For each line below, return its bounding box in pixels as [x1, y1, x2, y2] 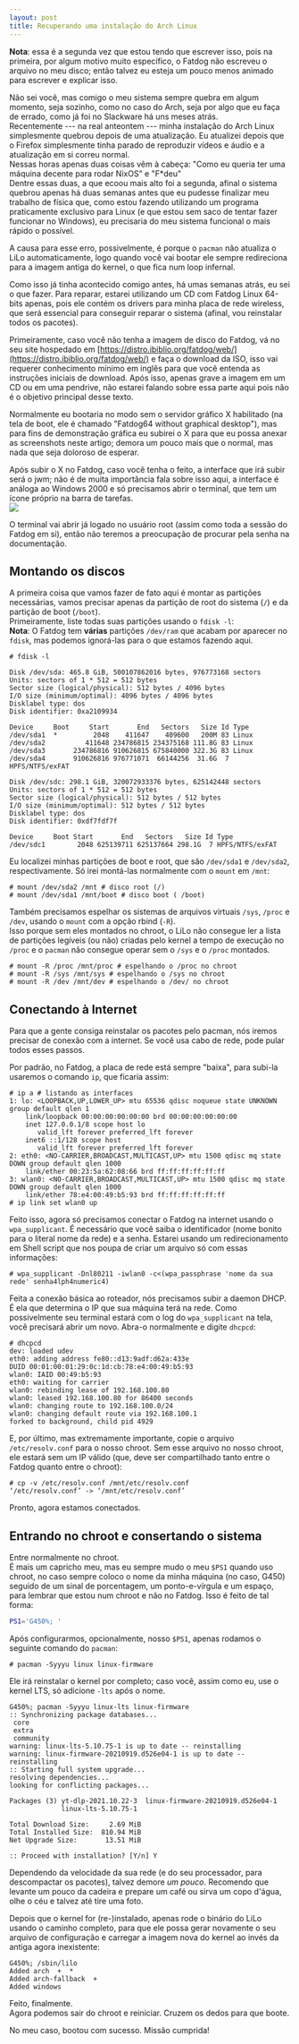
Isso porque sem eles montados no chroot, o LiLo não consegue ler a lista [9, 926, 281, 936]
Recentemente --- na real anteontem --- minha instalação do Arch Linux [9, 120, 275, 131]
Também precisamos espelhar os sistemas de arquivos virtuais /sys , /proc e [9, 906, 290, 918]
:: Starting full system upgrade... [9, 1765, 145, 1774]
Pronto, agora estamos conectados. [9, 1502, 141, 1513]
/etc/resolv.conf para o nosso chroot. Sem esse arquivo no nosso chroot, [9, 1442, 284, 1453]
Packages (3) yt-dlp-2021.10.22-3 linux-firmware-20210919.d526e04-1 [9, 1796, 278, 1805]
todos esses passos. [9, 1045, 85, 1056]
